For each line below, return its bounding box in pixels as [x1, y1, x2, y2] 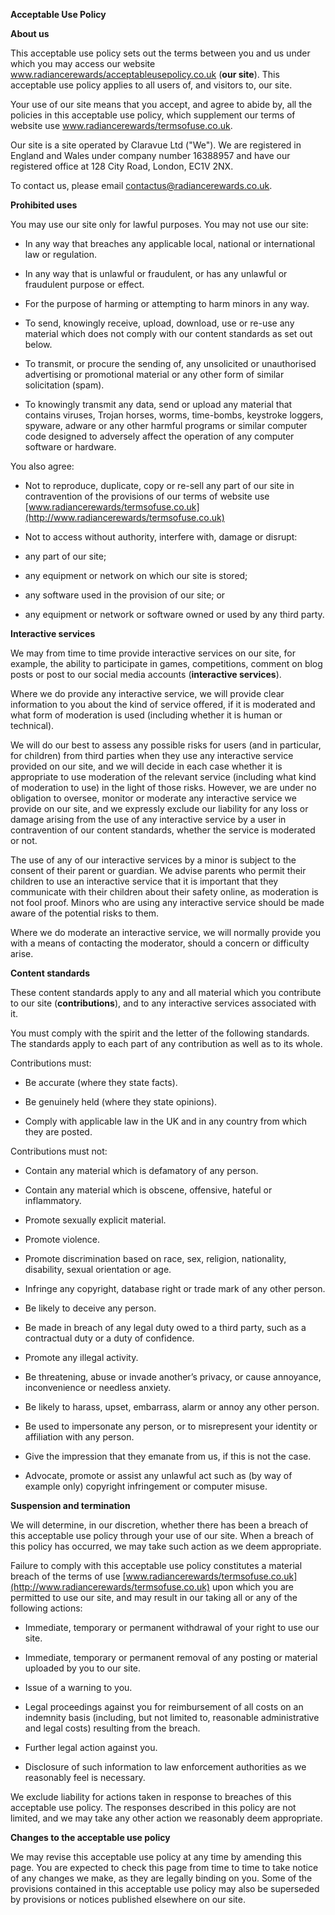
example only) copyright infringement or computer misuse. [24, 1480, 268, 1492]
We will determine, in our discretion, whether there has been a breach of [10, 1519, 309, 1531]
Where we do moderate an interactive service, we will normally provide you [10, 927, 321, 938]
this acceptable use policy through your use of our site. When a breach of [10, 1530, 314, 1541]
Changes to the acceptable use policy [10, 1832, 171, 1843]
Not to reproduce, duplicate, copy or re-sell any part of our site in [24, 480, 295, 491]
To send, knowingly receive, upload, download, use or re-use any [24, 317, 295, 329]
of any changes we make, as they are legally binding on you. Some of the [10, 1872, 313, 1884]
